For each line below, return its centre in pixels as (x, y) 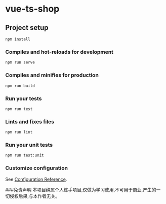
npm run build (20, 86)
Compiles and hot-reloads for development (59, 52)
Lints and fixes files (30, 121)
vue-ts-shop (32, 9)
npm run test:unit (25, 155)
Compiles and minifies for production (52, 75)
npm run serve (20, 62)
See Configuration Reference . (36, 179)
